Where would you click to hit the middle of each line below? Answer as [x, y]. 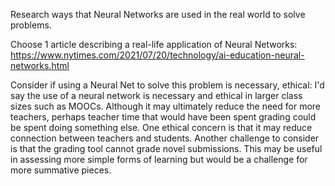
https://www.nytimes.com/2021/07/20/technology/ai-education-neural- [157, 55]
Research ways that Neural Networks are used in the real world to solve [158, 14]
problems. [31, 25]
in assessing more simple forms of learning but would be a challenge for [159, 159]
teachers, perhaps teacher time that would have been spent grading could [163, 117]
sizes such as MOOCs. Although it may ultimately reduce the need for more [166, 106]
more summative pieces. [61, 170]
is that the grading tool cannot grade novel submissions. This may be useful [166, 148]
